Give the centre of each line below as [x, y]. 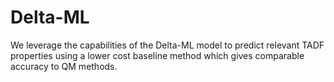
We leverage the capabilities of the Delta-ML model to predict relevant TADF [167, 45]
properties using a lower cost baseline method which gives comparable [157, 55]
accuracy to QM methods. [64, 66]
